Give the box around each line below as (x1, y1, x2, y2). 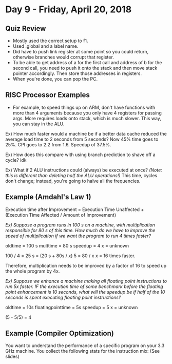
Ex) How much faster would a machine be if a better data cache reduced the (5, 130, 167, 137)
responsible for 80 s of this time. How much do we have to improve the (5, 227, 156, 233)
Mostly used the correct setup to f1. (12, 37, 88, 44)
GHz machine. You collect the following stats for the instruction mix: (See (5, 348, 160, 354)
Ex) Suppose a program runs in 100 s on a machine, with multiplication (5, 222, 156, 228)
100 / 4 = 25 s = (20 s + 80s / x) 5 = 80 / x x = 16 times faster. (5, 253, 136, 259)
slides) (5, 353, 20, 360)
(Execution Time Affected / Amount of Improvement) (5, 212, 117, 218)
